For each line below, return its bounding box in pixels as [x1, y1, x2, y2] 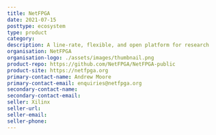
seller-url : [7, 105, 41, 112]
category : [7, 35, 36, 42]
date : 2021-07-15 [7, 16, 57, 23]
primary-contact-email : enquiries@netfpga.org [7, 80, 142, 87]
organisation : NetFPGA [7, 48, 72, 55]
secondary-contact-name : [7, 86, 78, 93]
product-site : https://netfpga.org [7, 67, 109, 74]
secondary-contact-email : [7, 93, 81, 100]
